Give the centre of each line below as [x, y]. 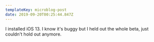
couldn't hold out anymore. [33, 34]
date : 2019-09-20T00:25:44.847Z [39, 14]
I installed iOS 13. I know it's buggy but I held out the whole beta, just [77, 28]
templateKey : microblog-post [36, 10]
